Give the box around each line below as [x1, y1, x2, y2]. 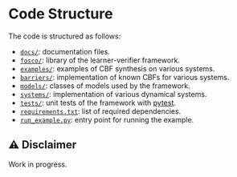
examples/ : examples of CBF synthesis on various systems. [19, 63, 215, 73]
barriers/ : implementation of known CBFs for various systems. [19, 72, 230, 82]
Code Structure [8, 5, 113, 23]
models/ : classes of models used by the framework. [19, 81, 190, 91]
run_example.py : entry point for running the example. [19, 115, 194, 124]
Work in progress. [8, 159, 67, 169]
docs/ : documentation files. [19, 46, 111, 56]
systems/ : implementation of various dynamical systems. [19, 89, 207, 99]
